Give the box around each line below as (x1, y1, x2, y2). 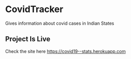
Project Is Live (5, 35, 50, 43)
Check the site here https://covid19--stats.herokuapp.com (5, 48, 126, 54)
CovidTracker (5, 4, 63, 15)
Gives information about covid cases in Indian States (5, 20, 114, 26)
